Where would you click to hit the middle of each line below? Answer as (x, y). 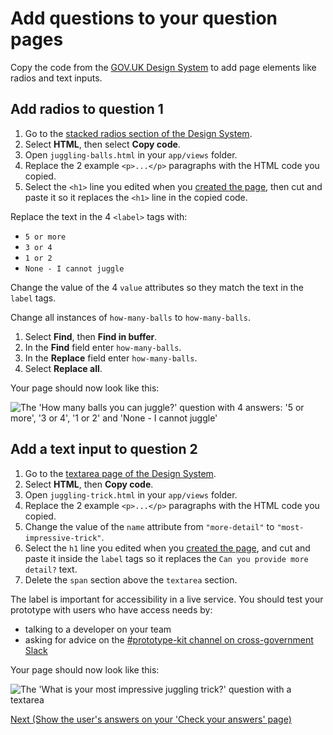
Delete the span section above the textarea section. (131, 579)
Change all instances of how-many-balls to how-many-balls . (130, 317)
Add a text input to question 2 (104, 449)
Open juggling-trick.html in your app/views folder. (131, 494)
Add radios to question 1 (87, 109)
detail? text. (51, 569)
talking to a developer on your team (98, 629)
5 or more (45, 237)
